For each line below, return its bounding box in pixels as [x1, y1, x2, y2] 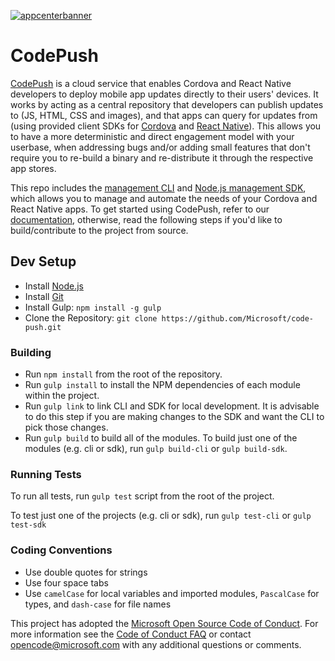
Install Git [24, 290, 64, 302]
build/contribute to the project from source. [10, 224, 189, 236]
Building [10, 345, 52, 359]
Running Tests [10, 467, 82, 481]
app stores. [10, 162, 57, 174]
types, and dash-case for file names [24, 598, 172, 610]
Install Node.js [24, 280, 84, 292]
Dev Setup [10, 253, 77, 270]
